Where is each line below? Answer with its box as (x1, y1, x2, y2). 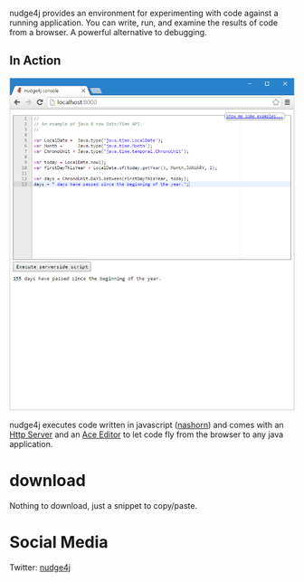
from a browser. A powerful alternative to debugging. (9, 27, 207, 37)
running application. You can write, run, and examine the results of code (9, 17, 279, 28)
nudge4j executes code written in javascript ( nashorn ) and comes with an (9, 420, 284, 431)
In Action (9, 53, 62, 69)
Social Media (9, 532, 109, 553)
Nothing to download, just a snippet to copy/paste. (9, 501, 197, 511)
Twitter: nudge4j (9, 562, 71, 573)
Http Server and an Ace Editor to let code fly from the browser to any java (9, 429, 284, 440)
